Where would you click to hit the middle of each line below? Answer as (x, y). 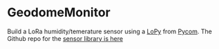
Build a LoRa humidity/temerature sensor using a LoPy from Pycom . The (109, 31)
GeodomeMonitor (59, 13)
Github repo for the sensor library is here (65, 38)
